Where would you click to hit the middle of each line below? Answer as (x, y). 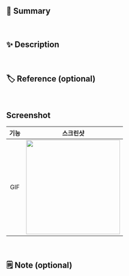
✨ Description (33, 45)
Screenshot (28, 115)
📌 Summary (28, 11)
